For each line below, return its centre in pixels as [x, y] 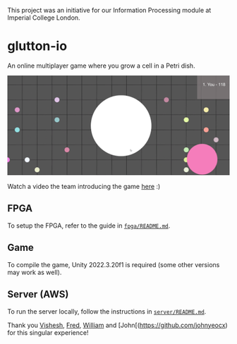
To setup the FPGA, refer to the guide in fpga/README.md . [89, 226]
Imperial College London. [44, 18]
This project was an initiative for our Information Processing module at [109, 10]
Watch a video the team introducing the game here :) [84, 187]
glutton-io [37, 46]
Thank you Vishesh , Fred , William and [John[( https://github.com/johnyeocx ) [117, 325]
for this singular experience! [48, 332]
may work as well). [35, 272]
